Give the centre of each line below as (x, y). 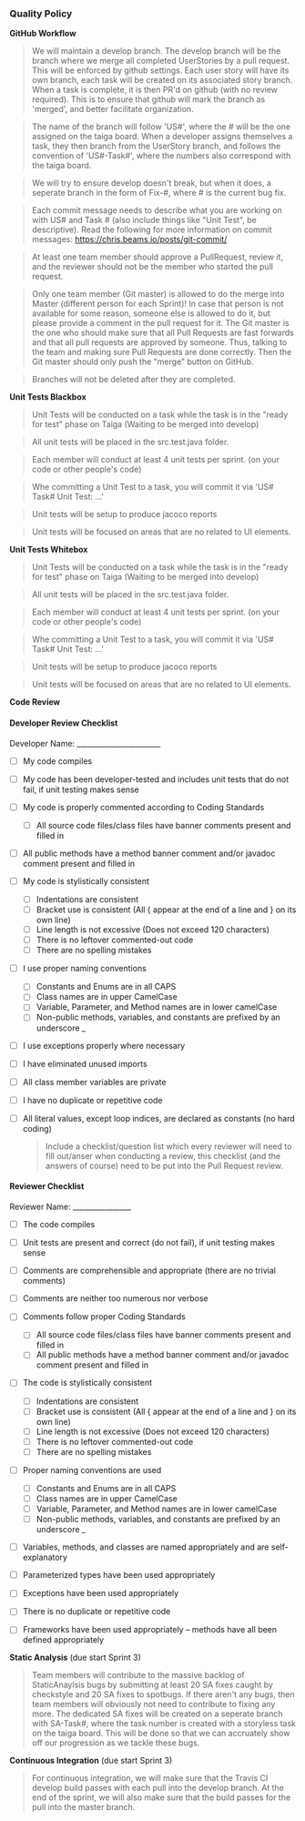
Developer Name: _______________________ (85, 743)
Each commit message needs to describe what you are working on (157, 210)
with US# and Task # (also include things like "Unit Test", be (144, 220)
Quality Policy (41, 14)
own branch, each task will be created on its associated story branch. (162, 80)
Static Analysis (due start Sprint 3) (75, 1658)
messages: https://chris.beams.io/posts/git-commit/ (129, 239)
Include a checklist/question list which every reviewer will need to (168, 1146)
